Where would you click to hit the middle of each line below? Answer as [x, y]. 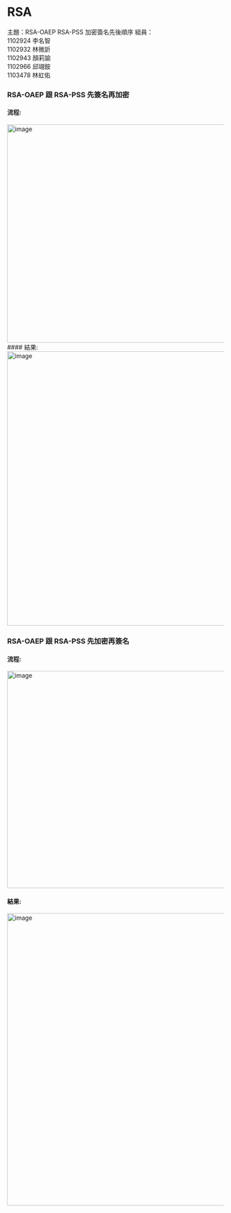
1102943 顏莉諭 [29, 58]
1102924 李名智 [29, 40]
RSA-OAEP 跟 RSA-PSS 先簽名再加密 [68, 95]
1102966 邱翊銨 [29, 66]
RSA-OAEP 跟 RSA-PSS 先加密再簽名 [68, 641]
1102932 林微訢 [29, 49]
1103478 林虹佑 [29, 75]
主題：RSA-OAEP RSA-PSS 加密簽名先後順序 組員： [80, 32]
